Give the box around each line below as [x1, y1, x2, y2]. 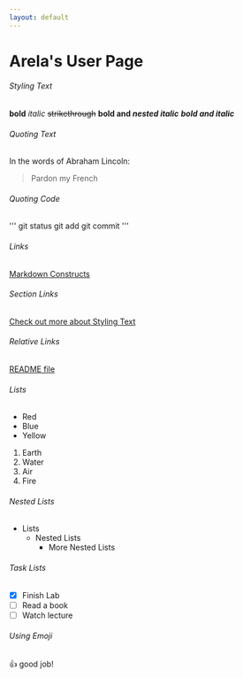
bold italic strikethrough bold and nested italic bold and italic [9, 108, 235, 119]
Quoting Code [9, 193, 60, 204]
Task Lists [9, 563, 47, 574]
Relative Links [9, 336, 60, 347]
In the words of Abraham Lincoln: [9, 156, 131, 166]
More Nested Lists [48, 542, 116, 553]
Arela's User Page [9, 50, 144, 71]
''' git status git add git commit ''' [9, 220, 130, 231]
